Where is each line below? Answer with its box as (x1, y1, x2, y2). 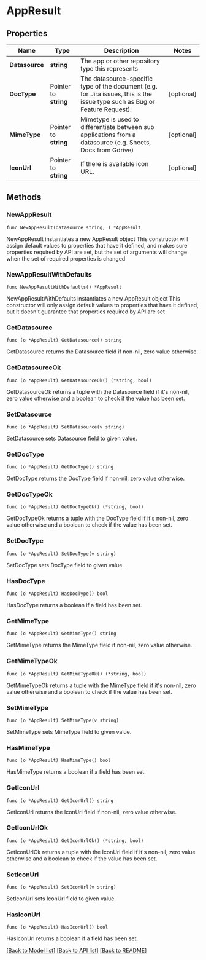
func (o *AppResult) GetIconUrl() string (6, 797, 114, 804)
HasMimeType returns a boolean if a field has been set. (6, 768, 146, 776)
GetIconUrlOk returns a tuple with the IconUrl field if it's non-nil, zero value (6, 848, 196, 856)
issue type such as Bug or (80, 98, 155, 106)
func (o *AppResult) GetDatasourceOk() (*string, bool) (6, 377, 152, 384)
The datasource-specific (80, 74, 153, 83)
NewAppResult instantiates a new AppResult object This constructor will (6, 235, 188, 243)
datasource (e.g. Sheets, (80, 138, 151, 146)
